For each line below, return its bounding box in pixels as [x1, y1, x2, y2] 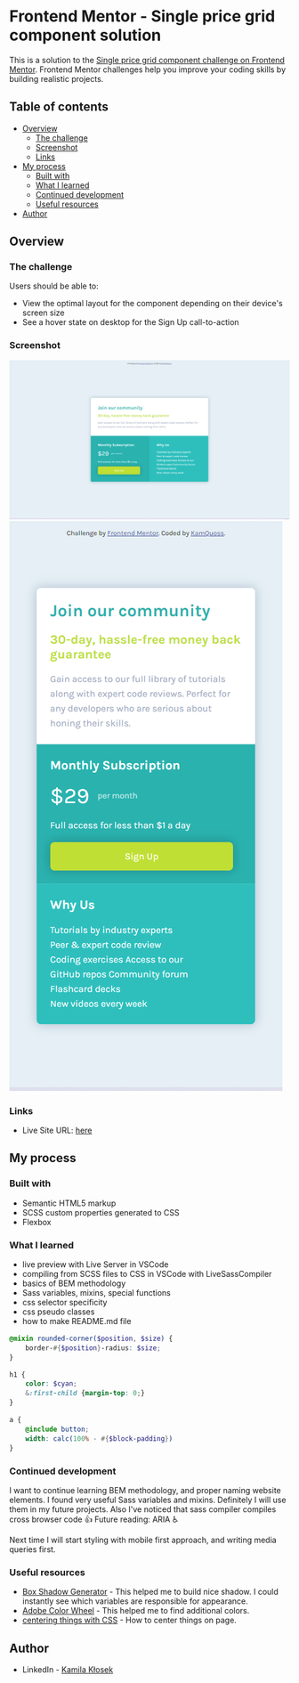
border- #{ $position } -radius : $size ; [25, 1343, 162, 1353]
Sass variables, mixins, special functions [21, 1287, 171, 1297]
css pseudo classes [21, 1306, 95, 1317]
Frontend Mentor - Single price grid [9, 6, 276, 27]
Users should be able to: [9, 280, 100, 291]
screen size [21, 307, 65, 318]
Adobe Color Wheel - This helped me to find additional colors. [21, 1606, 250, 1616]
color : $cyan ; [25, 1379, 77, 1388]
